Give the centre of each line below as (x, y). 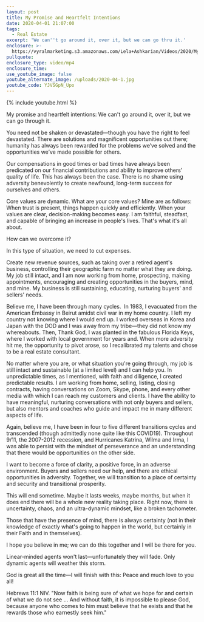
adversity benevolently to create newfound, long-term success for (89, 183)
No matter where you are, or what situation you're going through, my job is (100, 363)
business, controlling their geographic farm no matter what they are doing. (99, 269)
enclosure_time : (27, 68)
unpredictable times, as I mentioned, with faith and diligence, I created (94, 376)
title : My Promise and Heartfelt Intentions (63, 18)
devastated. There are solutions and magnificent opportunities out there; (97, 139)
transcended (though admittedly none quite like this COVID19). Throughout (100, 433)
